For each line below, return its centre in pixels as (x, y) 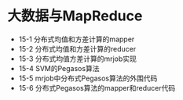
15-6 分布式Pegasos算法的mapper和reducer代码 (97, 87)
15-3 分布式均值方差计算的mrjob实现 (77, 59)
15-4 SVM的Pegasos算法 (59, 68)
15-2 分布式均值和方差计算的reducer (77, 48)
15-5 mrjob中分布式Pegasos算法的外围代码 (88, 78)
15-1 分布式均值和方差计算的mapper (77, 39)
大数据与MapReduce (75, 16)
